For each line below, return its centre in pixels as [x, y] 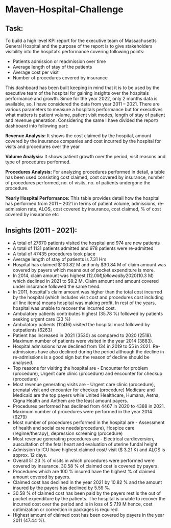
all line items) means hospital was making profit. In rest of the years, [84, 303]
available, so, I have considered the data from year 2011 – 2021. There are [82, 104]
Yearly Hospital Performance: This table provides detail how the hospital [82, 198]
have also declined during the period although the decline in [101, 351]
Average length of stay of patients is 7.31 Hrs [59, 259]
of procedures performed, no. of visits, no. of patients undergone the [78, 183]
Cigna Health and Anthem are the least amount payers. [70, 400]
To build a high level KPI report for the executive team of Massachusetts [81, 40]
